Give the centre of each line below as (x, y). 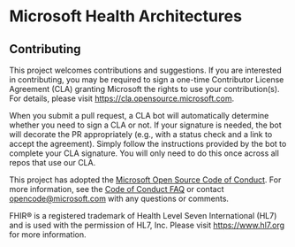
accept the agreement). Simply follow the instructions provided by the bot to (148, 144)
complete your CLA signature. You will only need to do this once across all (144, 153)
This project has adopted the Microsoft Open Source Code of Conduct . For (145, 180)
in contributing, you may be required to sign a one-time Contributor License (147, 80)
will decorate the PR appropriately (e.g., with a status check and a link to (141, 134)
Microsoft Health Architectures (126, 16)
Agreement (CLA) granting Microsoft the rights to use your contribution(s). (144, 89)
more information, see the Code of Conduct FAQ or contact (117, 189)
